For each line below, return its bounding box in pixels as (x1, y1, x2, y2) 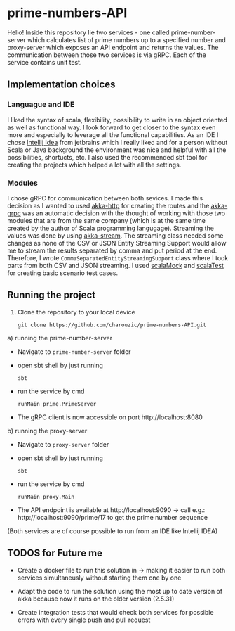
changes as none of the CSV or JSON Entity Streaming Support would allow (7, 238, 227, 247)
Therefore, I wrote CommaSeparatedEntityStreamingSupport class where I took (7, 253, 229, 262)
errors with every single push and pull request (17, 616, 151, 624)
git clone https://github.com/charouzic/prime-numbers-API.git (17, 321, 207, 329)
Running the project (7, 289, 96, 301)
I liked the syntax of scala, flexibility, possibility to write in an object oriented (7, 115, 228, 124)
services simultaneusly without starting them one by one (17, 573, 182, 582)
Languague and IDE (7, 100, 75, 110)
